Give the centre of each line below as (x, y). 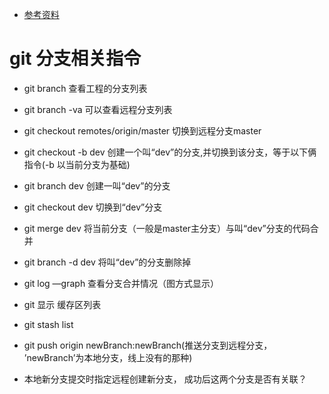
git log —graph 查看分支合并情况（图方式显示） (121, 283)
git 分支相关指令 (75, 59)
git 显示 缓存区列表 (62, 304)
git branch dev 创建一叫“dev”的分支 (97, 185)
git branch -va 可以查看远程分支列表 (98, 109)
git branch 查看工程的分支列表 (85, 88)
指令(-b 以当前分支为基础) (77, 164)
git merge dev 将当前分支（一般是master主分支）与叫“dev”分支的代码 (167, 228)
